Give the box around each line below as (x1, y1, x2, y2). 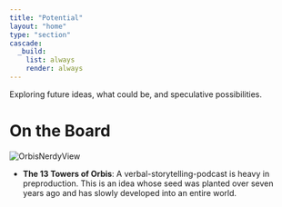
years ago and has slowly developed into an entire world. (22, 187, 237, 198)
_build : (17, 47, 47, 56)
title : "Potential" (9, 13, 84, 23)
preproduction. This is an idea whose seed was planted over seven (22, 178, 275, 189)
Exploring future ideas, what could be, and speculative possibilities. (9, 88, 262, 100)
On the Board (9, 121, 111, 142)
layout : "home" (9, 22, 67, 31)
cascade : (9, 38, 43, 48)
